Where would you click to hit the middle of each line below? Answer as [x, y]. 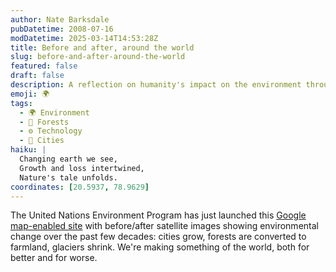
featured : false [44, 66]
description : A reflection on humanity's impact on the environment [156, 85]
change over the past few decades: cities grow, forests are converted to [158, 237]
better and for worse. [54, 258]
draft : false [37, 76]
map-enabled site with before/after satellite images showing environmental [164, 226]
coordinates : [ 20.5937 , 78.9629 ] [80, 187]
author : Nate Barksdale [60, 19]
